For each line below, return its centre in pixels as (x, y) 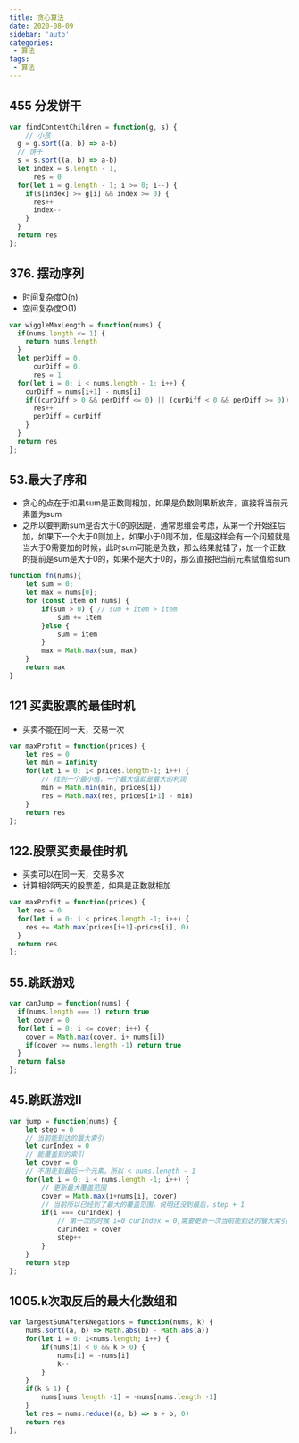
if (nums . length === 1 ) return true (83, 1012)
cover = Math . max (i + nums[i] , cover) (109, 1196)
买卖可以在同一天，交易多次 (73, 874)
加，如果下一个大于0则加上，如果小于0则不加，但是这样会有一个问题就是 (156, 537)
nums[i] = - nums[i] (93, 1355)
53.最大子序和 (48, 480)
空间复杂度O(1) (50, 308)
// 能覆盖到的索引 (55, 1155)
